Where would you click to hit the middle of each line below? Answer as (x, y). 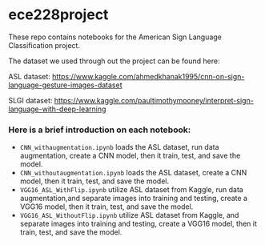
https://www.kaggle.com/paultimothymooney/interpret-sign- (154, 100)
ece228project (58, 15)
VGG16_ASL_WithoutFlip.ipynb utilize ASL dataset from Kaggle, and (129, 215)
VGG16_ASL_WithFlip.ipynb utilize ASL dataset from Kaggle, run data (132, 190)
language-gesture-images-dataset (65, 85)
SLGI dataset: (30, 100)
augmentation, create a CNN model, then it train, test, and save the (130, 156)
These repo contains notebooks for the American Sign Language (115, 37)
